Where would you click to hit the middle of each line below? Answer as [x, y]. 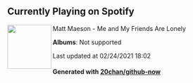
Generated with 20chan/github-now [107, 72]
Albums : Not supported [87, 42]
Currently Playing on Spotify [71, 12]
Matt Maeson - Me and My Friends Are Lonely [119, 28]
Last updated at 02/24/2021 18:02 [102, 56]
